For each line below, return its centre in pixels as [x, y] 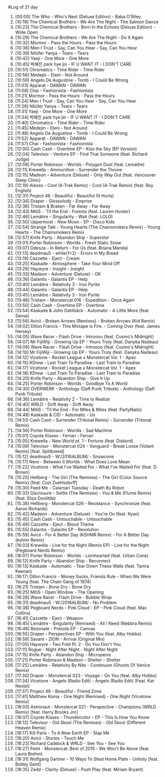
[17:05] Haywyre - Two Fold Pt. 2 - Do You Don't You [68, 644]
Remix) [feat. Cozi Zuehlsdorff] [46, 482]
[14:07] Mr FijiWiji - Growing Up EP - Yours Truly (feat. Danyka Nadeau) [87, 342]
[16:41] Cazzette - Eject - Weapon [49, 618]
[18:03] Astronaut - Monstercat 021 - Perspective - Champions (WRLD [86, 707]
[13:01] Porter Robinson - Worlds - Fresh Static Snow [68, 243]
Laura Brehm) [29, 754]
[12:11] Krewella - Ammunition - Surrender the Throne [69, 170]
